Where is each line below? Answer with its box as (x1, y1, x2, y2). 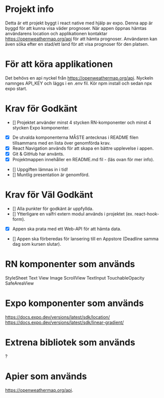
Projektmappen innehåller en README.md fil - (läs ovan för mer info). (12, 157, 155, 162)
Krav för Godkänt (5, 103, 78, 114)
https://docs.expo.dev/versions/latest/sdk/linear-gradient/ (5, 319, 124, 325)
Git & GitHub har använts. (12, 151, 65, 157)
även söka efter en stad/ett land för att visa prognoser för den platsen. (5, 41, 149, 47)
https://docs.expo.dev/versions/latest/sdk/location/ (5, 314, 110, 320)
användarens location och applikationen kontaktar (5, 30, 108, 36)
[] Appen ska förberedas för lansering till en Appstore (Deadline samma (12, 236, 159, 242)
